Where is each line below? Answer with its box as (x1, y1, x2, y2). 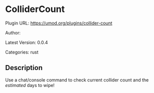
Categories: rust (5, 49, 39, 55)
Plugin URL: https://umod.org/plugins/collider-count (5, 20, 113, 26)
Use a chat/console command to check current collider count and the (5, 76, 149, 83)
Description (5, 63, 43, 72)
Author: (5, 29, 21, 35)
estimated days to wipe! (5, 82, 55, 88)
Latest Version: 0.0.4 (5, 39, 48, 45)
